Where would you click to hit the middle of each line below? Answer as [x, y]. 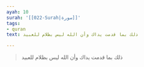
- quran [16, 29]
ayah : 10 [17, 12]
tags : [13, 23]
